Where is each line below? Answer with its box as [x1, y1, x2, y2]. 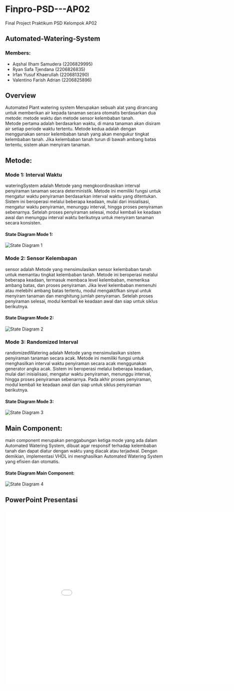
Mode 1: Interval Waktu [5, 171, 62, 178]
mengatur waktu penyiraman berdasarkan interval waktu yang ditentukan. [5, 193, 157, 199]
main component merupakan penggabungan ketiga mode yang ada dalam [5, 437, 157, 443]
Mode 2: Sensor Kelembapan [5, 255, 77, 262]
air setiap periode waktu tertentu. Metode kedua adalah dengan [5, 126, 136, 132]
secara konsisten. [5, 220, 41, 226]
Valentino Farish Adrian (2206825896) [12, 76, 92, 83]
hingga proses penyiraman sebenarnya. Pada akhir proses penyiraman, [5, 376, 152, 382]
